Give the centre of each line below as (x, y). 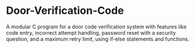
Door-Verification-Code (65, 11)
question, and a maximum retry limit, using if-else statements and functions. (98, 39)
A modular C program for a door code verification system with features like (96, 27)
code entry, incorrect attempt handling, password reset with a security (91, 32)
